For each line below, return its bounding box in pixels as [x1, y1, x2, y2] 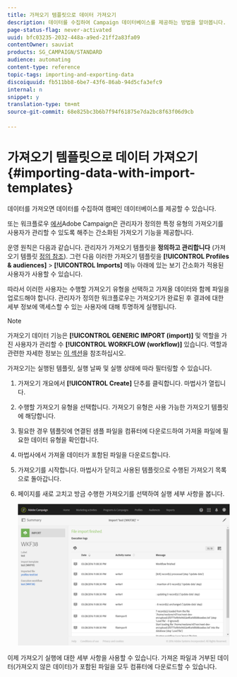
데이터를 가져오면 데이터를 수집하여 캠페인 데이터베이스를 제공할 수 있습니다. [7, 204, 217, 212]
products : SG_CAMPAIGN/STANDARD [7, 49, 102, 56]
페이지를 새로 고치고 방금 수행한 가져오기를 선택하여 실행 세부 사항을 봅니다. [17, 489, 225, 498]
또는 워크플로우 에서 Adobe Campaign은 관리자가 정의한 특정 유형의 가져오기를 [7, 219, 224, 228]
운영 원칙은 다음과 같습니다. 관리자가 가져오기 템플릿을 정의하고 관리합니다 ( [7, 243, 215, 251]
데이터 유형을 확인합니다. [30, 435, 99, 444]
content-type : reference [7, 64, 80, 71]
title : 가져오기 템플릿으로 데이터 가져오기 [7, 11, 116, 18]
